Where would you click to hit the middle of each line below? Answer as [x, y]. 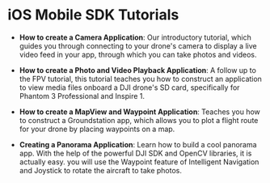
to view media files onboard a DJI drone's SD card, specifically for [129, 87]
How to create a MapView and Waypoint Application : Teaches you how [139, 112]
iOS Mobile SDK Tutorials [93, 15]
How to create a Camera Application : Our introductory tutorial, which [135, 37]
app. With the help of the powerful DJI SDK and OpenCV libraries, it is [135, 153]
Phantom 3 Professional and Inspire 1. [82, 96]
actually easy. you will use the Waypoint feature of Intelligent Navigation [139, 162]
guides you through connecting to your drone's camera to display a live [138, 45]
